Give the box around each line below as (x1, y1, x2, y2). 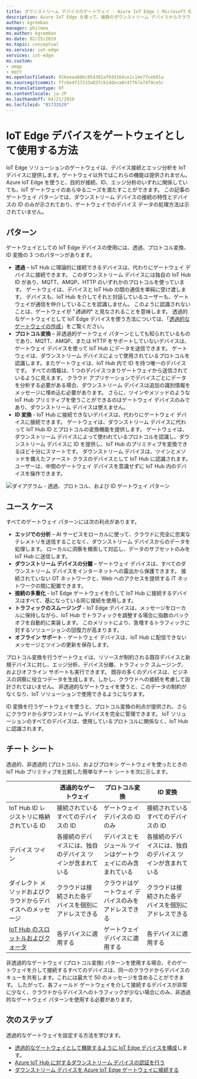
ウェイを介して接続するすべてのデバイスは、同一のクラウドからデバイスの (11, 967, 191, 974)
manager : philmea (6, 25, 49, 31)
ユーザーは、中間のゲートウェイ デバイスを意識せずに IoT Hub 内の (14, 463, 177, 470)
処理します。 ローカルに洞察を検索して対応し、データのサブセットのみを (14, 545, 191, 552)
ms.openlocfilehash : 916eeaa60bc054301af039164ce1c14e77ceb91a (6, 74, 164, 80)
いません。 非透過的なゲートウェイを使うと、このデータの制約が (31, 683, 187, 690)
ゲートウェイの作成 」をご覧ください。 (14, 323, 107, 330)
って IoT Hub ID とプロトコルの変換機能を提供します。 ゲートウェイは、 (14, 426, 188, 433)
